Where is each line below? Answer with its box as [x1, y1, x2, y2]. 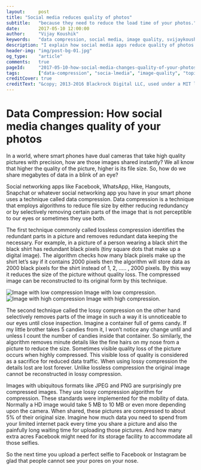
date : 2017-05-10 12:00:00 [6, 25, 90, 32]
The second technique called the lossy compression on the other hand [6, 307, 181, 314]
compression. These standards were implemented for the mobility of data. [6, 395, 189, 402]
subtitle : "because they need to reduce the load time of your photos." [6, 20, 197, 26]
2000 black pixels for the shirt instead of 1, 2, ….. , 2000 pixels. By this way [6, 264, 191, 271]
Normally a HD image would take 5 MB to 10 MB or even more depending [6, 401, 187, 408]
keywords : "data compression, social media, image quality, [6, 37, 165, 43]
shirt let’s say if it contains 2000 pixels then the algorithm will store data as [6, 258, 190, 265]
